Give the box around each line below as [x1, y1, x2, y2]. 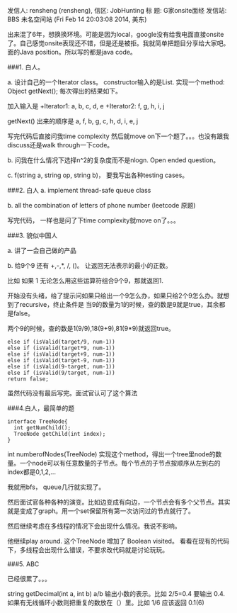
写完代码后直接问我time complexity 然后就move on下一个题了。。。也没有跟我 [7, 132, 230, 140]
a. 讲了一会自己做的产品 [7, 247, 76, 254]
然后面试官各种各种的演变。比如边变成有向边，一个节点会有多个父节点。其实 [7, 498, 231, 506]
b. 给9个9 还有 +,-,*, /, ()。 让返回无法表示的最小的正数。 [7, 261, 172, 269]
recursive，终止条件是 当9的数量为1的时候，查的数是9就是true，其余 [19, 300, 219, 308]
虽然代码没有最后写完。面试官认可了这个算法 [7, 389, 138, 397]
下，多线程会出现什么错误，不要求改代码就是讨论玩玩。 [7, 546, 168, 554]
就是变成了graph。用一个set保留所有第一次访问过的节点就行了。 [7, 507, 195, 515]
